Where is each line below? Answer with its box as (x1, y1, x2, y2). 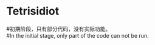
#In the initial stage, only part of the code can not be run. (6, 32, 149, 39)
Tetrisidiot (6, 4, 60, 18)
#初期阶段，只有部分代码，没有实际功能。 (6, 25, 111, 32)
